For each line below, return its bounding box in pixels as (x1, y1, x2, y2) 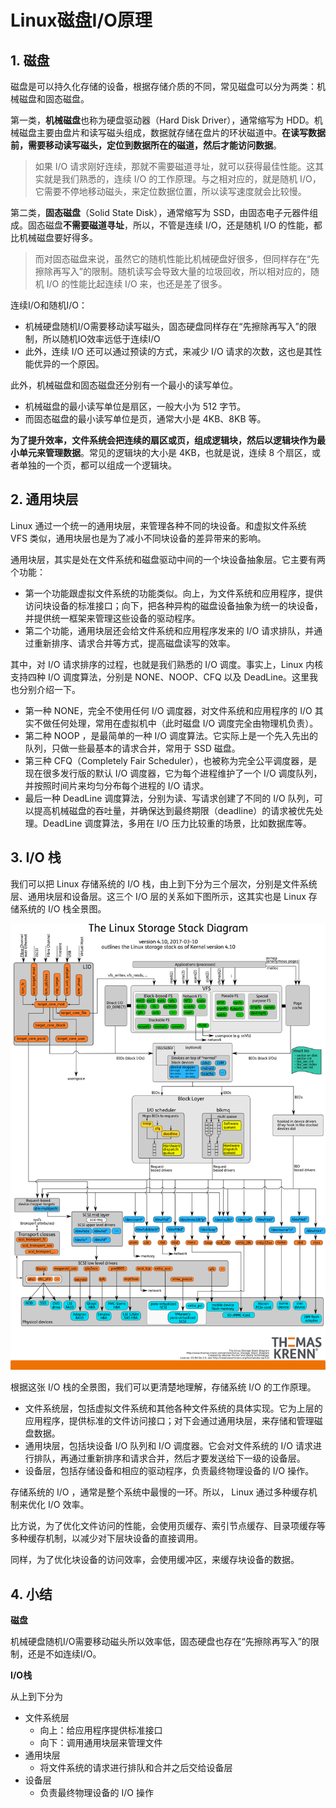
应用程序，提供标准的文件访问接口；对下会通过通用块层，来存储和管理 (24, 1415, 315, 1427)
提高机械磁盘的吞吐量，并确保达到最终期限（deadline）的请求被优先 (33, 804, 315, 816)
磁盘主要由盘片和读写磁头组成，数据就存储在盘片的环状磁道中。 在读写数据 (18, 127, 326, 138)
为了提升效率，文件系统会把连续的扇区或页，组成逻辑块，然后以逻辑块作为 (10, 434, 317, 446)
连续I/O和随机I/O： (10, 299, 88, 311)
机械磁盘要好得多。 (18, 232, 98, 243)
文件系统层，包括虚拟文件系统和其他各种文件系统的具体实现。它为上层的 (24, 1402, 323, 1415)
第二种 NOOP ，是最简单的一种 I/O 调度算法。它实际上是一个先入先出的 (24, 729, 318, 741)
